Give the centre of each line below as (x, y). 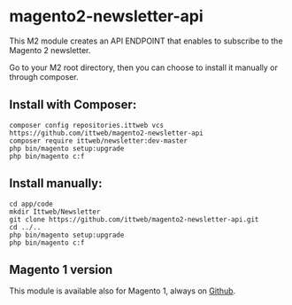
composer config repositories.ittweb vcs (87, 125)
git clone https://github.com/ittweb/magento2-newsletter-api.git (134, 219)
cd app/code (31, 204)
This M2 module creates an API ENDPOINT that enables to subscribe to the (146, 41)
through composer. (44, 76)
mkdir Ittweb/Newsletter (55, 211)
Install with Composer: (73, 105)
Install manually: (56, 184)
